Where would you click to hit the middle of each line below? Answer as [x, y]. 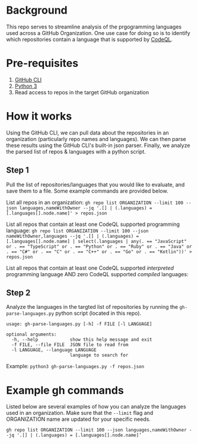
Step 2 [18, 293]
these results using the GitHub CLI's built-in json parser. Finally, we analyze [98, 145]
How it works [39, 116]
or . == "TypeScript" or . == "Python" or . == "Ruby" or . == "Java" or [99, 247]
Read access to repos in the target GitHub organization [82, 92]
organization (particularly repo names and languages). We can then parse [96, 139]
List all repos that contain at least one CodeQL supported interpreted [90, 268]
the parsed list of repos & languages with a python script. [76, 151]
